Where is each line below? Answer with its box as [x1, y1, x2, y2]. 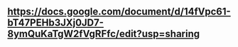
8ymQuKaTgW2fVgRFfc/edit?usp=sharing [7, 28, 200, 40]
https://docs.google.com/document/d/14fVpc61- [7, 6, 231, 18]
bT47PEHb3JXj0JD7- [7, 17, 104, 29]
